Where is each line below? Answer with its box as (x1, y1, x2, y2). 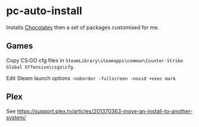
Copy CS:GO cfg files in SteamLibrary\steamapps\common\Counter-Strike (6, 56, 184, 63)
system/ (6, 114, 26, 121)
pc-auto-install (6, 4, 82, 18)
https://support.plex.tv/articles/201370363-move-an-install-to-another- (17, 107, 193, 115)
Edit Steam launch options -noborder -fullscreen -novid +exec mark (6, 74, 176, 81)
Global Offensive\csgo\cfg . (6, 63, 75, 70)
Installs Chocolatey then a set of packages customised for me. (6, 24, 160, 31)
